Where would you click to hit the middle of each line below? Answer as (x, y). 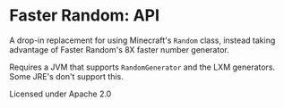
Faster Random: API (84, 16)
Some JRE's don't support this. (66, 76)
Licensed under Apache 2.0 (60, 94)
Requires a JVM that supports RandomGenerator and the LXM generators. (142, 67)
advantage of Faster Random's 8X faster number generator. (120, 49)
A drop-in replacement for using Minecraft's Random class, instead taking (142, 40)
